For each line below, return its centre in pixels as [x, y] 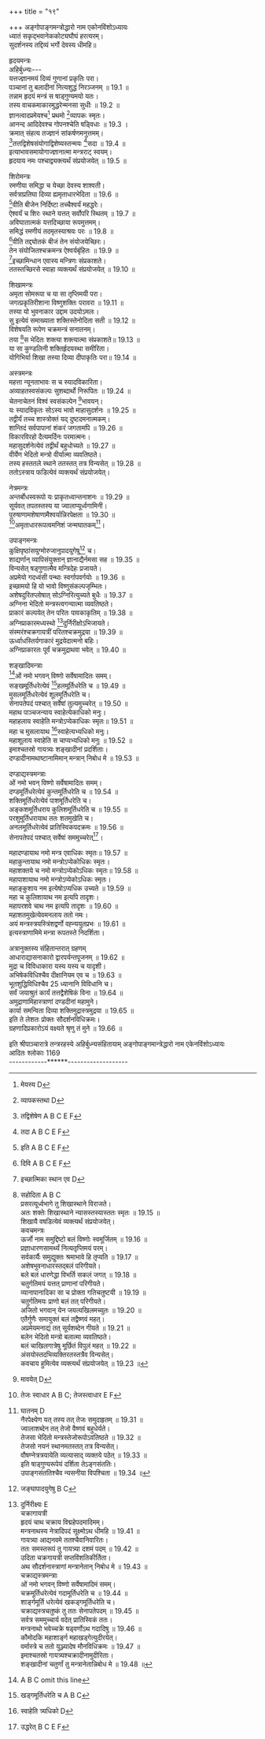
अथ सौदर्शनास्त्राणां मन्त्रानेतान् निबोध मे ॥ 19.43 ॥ [84, 1567]
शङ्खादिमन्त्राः [26, 665]
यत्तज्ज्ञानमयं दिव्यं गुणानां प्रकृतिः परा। [54, 78]
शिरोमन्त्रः [20, 177]
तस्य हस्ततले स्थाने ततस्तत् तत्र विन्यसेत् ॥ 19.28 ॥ [75, 463]
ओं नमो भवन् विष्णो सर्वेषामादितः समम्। [56, 782]
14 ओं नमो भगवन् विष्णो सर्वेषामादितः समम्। [61, 675]
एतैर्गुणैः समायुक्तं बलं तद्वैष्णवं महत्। [63, 1319]
